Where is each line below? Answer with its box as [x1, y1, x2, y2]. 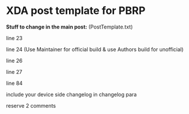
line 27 [6, 68, 22, 75]
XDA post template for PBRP [6, 4, 146, 17]
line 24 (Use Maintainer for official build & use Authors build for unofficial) [6, 45, 184, 53]
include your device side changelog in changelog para [6, 91, 137, 98]
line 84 [6, 80, 23, 87]
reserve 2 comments [6, 102, 56, 109]
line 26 [6, 57, 23, 64]
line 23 [6, 34, 23, 41]
